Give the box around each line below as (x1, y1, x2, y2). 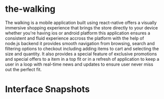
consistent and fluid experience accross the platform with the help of (5, 35, 144, 41)
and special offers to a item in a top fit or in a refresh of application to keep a (5, 56, 160, 62)
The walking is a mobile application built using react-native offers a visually (5, 20, 157, 25)
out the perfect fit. (5, 66, 42, 72)
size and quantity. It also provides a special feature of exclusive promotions (5, 50, 157, 57)
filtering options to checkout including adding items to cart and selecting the (5, 46, 159, 51)
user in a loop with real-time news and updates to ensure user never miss (5, 61, 153, 67)
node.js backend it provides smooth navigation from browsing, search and (5, 40, 155, 46)
